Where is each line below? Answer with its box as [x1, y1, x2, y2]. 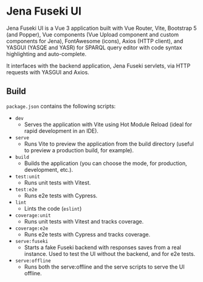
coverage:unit [15, 212, 51, 219]
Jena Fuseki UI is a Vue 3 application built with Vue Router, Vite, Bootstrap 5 [6, 24, 197, 32]
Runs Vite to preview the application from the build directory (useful [24, 140, 194, 147]
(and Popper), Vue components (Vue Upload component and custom [6, 30, 179, 38]
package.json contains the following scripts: [6, 102, 116, 110]
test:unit [15, 174, 41, 180]
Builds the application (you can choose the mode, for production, [24, 160, 187, 167]
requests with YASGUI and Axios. [6, 68, 89, 76]
